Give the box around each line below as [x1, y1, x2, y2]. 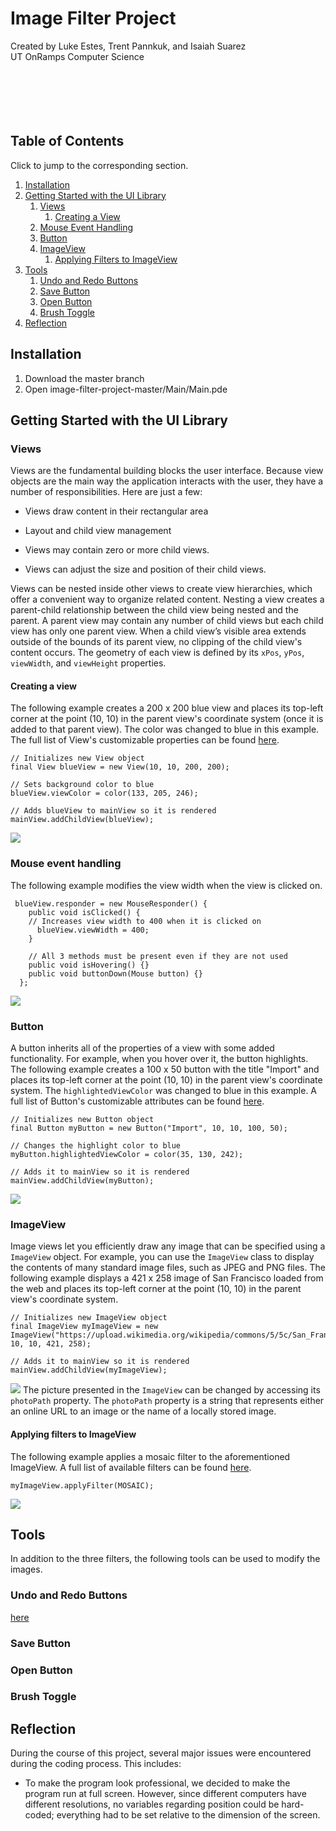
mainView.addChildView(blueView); [10, 815, 155, 825]
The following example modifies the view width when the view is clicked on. [10, 879, 323, 891]
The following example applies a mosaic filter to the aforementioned [10, 1450, 291, 1462]
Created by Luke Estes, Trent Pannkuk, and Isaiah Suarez [10, 40, 247, 52]
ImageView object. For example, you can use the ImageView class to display [10, 1251, 315, 1263]
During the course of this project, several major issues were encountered [10, 1747, 312, 1759]
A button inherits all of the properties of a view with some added [10, 1042, 275, 1054]
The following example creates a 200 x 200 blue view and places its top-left [10, 702, 324, 714]
